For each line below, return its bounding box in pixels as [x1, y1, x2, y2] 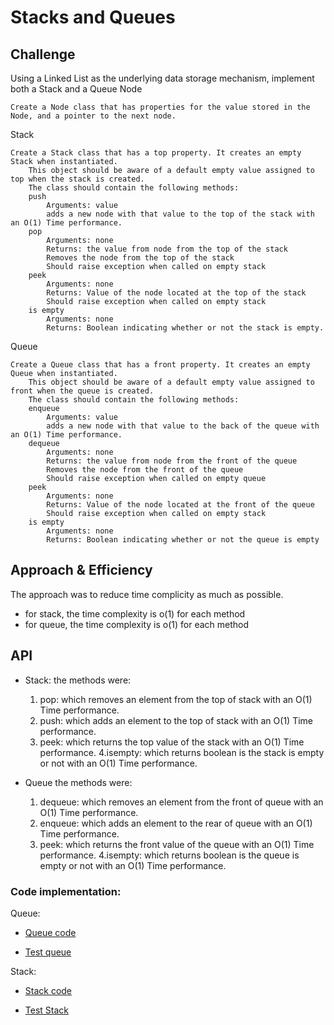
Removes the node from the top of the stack [46, 253, 235, 263]
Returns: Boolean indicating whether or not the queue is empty [46, 535, 320, 545]
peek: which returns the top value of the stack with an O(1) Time [39, 736, 305, 748]
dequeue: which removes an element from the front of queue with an [39, 796, 324, 808]
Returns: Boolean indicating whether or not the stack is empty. [46, 323, 325, 333]
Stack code [24, 984, 73, 996]
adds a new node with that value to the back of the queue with [46, 421, 320, 431]
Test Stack [24, 1004, 69, 1016]
